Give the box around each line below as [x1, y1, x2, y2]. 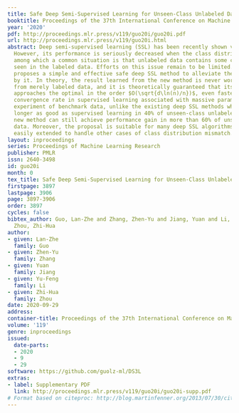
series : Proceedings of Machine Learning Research [7, 143, 161, 150]
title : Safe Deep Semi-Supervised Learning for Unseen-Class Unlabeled [7, 10, 224, 18]
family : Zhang [14, 256, 55, 263]
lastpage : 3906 [7, 189, 53, 197]
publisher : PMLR [7, 150, 55, 157]
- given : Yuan [7, 262, 50, 269]
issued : [7, 335, 31, 342]
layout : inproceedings [7, 136, 75, 143]
